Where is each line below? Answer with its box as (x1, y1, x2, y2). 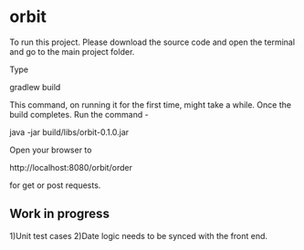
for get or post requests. (9, 180, 101, 191)
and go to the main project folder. (9, 46, 135, 57)
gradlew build (9, 81, 61, 92)
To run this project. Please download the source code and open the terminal (9, 36, 295, 47)
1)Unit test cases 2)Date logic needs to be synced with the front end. (9, 230, 267, 241)
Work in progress (9, 206, 110, 222)
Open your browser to (9, 144, 92, 155)
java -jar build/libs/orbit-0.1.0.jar (9, 126, 130, 138)
